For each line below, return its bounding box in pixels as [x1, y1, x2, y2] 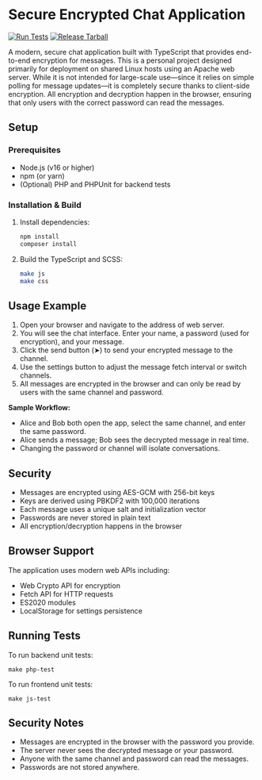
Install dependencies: [19, 217, 90, 227]
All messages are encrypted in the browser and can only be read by [19, 379, 241, 389]
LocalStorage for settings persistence [19, 605, 143, 616]
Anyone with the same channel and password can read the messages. [19, 754, 249, 763]
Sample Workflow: [8, 403, 71, 413]
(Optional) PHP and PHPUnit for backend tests [19, 179, 171, 189]
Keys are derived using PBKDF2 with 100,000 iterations [19, 496, 200, 505]
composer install [19, 240, 78, 248]
